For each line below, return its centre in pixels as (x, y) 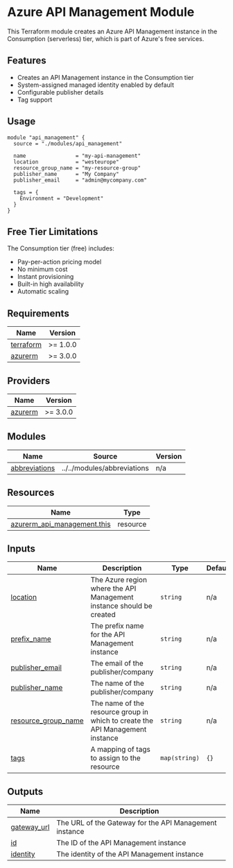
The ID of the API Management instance (121, 843)
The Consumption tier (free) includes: (61, 248)
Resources (31, 493)
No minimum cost (42, 269)
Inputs (21, 549)
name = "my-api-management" (77, 156)
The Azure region (119, 580)
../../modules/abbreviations (105, 468)
